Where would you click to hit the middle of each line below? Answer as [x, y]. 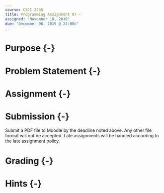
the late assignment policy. [33, 141]
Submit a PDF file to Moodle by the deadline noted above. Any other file [79, 130]
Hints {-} [24, 184]
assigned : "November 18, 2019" [38, 19]
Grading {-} [29, 161]
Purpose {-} [30, 48]
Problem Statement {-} [53, 71]
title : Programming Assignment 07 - [43, 14]
